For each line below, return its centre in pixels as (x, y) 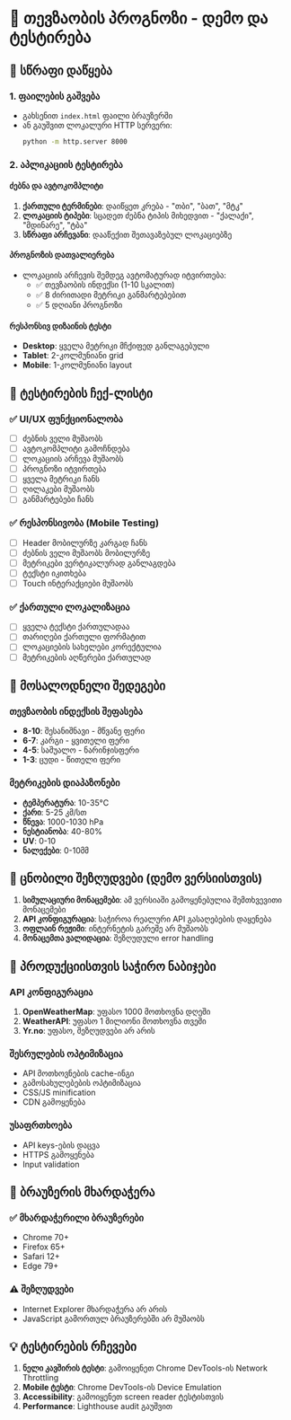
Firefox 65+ (44, 1247)
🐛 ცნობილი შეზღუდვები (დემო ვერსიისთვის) (136, 878)
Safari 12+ (41, 1257)
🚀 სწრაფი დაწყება (61, 71)
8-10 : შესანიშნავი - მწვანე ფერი (84, 731)
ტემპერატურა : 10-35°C (66, 802)
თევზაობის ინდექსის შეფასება (76, 711)
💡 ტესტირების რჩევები (73, 1347)
